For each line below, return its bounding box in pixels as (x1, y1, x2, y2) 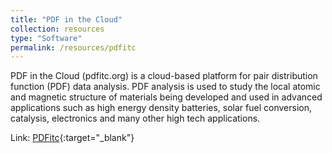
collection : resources (10, 24, 105, 34)
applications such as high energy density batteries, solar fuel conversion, (10, 102, 312, 114)
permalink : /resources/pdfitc (10, 42, 137, 53)
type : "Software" (10, 33, 83, 43)
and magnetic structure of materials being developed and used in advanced (10, 91, 323, 103)
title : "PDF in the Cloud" (10, 14, 123, 25)
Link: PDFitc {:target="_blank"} (10, 132, 135, 144)
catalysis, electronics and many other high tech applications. (10, 112, 261, 125)
